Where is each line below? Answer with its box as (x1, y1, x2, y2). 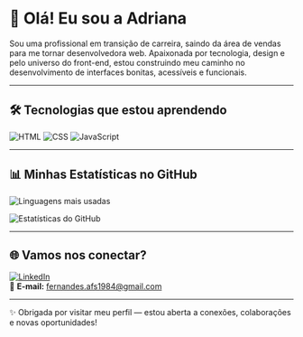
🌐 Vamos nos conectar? (9, 248, 147, 263)
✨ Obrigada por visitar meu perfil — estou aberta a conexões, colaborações (9, 307, 291, 318)
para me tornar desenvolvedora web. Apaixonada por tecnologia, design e (9, 47, 286, 58)
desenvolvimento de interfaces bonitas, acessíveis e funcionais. (9, 67, 247, 78)
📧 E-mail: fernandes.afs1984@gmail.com (9, 281, 162, 292)
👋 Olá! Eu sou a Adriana (9, 8, 188, 29)
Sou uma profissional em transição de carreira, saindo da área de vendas (9, 38, 281, 49)
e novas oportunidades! (9, 317, 97, 328)
